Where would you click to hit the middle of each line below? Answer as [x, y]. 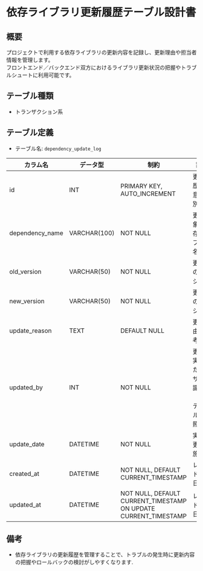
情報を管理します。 [30, 60]
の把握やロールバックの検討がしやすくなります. [74, 562]
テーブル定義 [30, 133]
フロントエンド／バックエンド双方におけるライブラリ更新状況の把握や [94, 68]
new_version [27, 301]
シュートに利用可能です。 [43, 75]
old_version [25, 271]
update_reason [31, 331]
